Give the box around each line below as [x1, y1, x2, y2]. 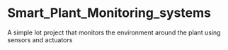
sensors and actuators [7, 35, 73, 44]
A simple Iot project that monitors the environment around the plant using [7, 28, 221, 37]
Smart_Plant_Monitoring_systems [7, 5, 211, 21]
